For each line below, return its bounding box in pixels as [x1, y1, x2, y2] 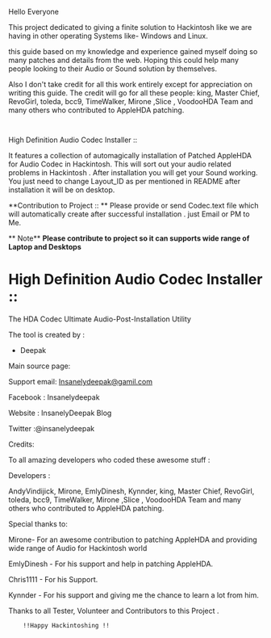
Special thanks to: [8, 518, 69, 528]
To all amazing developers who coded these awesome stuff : [8, 455, 211, 464]
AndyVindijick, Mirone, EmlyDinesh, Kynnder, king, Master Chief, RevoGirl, [8, 486, 255, 496]
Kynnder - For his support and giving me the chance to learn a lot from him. [8, 590, 260, 600]
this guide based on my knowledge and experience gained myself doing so [8, 47, 258, 56]
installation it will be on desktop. [8, 185, 115, 195]
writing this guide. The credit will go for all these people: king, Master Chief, [8, 88, 260, 98]
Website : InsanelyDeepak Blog [8, 408, 112, 418]
